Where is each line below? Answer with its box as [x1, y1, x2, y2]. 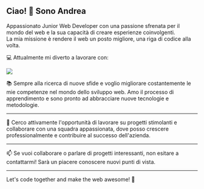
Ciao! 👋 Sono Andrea [6, 6, 86, 16]
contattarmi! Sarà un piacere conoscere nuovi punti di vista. [6, 158, 156, 165]
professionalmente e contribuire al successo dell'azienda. [6, 131, 151, 139]
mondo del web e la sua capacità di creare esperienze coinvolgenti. [6, 29, 175, 36]
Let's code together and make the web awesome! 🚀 [6, 176, 135, 183]
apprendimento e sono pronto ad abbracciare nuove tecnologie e [6, 95, 169, 102]
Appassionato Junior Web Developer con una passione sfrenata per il [6, 22, 180, 29]
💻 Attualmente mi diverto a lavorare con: [6, 53, 109, 61]
